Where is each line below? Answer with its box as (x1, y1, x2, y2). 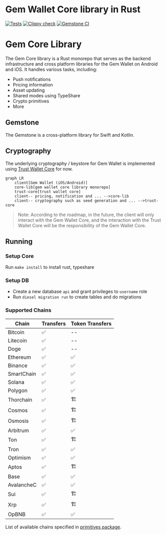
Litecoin (8, 337, 27, 344)
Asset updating (12, 87, 45, 93)
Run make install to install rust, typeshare (5, 264, 94, 270)
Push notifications (12, 76, 51, 82)
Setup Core (5, 252, 34, 260)
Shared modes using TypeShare (12, 92, 81, 98)
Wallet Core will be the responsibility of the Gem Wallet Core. (17, 222, 147, 228)
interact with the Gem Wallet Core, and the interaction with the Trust (17, 217, 161, 223)
